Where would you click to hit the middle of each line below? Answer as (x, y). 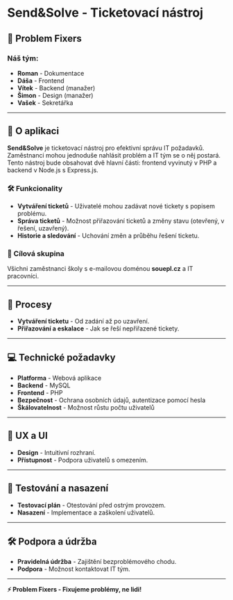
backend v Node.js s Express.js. (53, 170)
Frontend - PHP (40, 392)
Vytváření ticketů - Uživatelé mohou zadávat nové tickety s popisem (116, 206)
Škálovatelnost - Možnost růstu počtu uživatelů (86, 407)
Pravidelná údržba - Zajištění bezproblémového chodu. (97, 562)
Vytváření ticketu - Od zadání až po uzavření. (83, 322)
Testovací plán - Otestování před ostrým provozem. (92, 505)
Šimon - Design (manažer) (55, 95)
